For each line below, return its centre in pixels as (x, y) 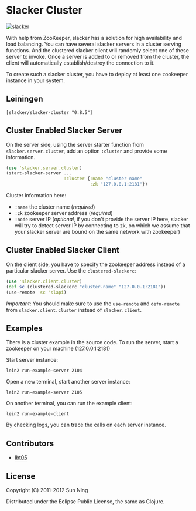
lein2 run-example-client (37, 414)
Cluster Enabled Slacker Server (64, 131)
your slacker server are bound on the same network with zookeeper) (97, 232)
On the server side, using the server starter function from (75, 144)
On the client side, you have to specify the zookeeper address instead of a (96, 264)
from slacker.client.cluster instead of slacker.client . (74, 310)
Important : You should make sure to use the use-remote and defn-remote (93, 304)
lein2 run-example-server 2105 (44, 392)
